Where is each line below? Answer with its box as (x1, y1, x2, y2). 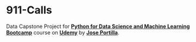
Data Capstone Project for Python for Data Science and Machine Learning (6, 23, 190, 30)
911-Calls (6, 3, 52, 17)
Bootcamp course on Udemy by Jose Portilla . (6, 29, 120, 36)
